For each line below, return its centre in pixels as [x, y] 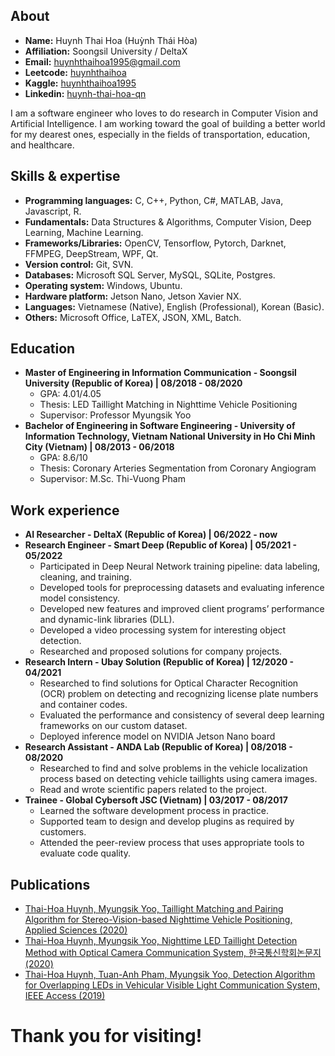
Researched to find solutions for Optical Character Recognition [169, 683]
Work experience [65, 510]
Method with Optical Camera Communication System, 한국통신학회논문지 [173, 953]
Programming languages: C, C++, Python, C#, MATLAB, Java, [154, 200]
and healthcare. [42, 145]
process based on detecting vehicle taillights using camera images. [178, 779]
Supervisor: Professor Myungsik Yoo [115, 415]
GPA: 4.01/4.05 [70, 394]
